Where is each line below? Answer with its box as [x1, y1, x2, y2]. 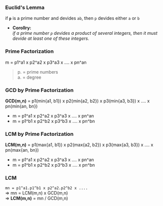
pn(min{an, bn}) [5, 103, 38, 109]
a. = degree [17, 74, 41, 80]
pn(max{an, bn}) [5, 147, 39, 153]
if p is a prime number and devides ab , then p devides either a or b [5, 15, 140, 21]
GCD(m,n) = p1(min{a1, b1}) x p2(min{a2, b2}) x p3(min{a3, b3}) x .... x [5, 98, 150, 103]
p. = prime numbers [17, 69, 58, 75]
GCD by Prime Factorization [5, 87, 74, 94]
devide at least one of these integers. [12, 35, 90, 41]
